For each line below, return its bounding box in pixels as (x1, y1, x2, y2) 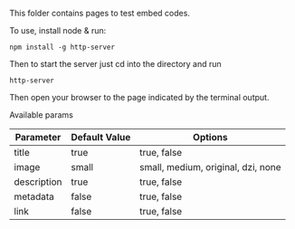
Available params (9, 110, 74, 120)
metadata (14, 190, 54, 203)
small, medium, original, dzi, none (138, 161, 281, 173)
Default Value (71, 131, 131, 143)
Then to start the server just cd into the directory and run (9, 59, 222, 69)
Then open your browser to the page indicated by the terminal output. (9, 92, 270, 102)
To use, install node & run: (9, 25, 107, 35)
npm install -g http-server (9, 43, 116, 52)
